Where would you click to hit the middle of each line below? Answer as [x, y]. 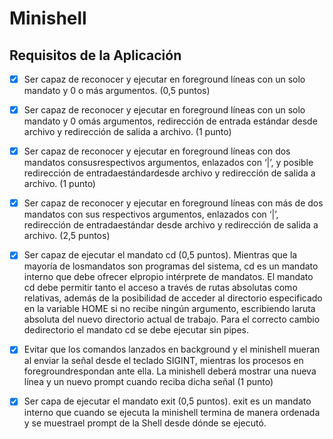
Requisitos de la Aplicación [95, 55]
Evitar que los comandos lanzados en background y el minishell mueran [172, 349]
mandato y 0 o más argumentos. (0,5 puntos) [117, 91]
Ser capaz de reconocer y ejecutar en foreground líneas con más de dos [173, 203]
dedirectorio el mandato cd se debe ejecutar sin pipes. [136, 330]
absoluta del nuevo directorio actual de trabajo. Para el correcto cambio [172, 319]
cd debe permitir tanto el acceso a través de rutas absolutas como [160, 288]
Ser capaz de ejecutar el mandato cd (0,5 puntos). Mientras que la [160, 255]
